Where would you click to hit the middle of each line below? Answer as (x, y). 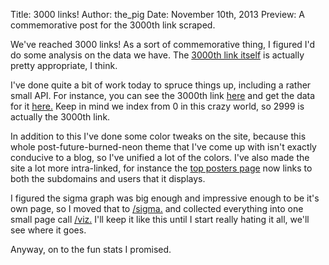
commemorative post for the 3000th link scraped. (113, 25)
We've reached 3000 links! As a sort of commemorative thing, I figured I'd (163, 44)
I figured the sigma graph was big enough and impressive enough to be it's (165, 198)
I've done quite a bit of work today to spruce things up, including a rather (161, 85)
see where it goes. (48, 230)
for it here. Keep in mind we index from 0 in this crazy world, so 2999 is (157, 106)
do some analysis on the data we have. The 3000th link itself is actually (157, 55)
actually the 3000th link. (60, 117)
